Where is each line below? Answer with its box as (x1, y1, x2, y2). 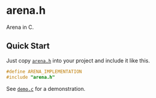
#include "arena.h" (6, 74, 55, 80)
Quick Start (6, 41, 50, 51)
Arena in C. (6, 23, 34, 31)
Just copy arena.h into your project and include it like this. (6, 57, 151, 64)
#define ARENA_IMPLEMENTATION (6, 69, 83, 75)
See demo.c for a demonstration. (6, 85, 86, 92)
